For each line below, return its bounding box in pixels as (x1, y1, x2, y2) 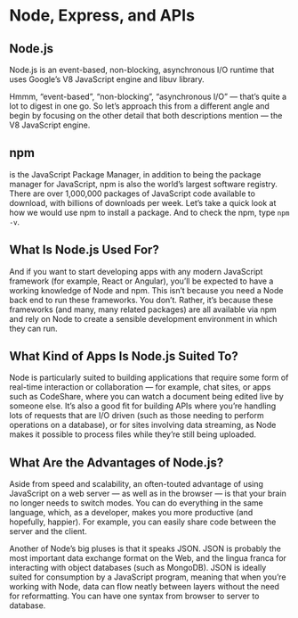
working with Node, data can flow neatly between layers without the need (9, 581, 280, 592)
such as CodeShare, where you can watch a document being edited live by (9, 391, 285, 402)
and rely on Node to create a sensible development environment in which (9, 313, 278, 324)
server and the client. (9, 526, 87, 537)
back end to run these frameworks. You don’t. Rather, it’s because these (9, 294, 274, 305)
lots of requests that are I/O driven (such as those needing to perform (9, 410, 264, 421)
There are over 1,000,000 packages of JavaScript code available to (9, 188, 256, 199)
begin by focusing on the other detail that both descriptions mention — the (9, 111, 283, 120)
